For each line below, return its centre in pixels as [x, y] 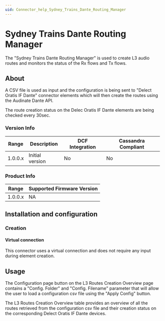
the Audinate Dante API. [29, 100]
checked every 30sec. [28, 115]
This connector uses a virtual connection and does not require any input [78, 251]
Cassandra [132, 141]
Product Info [20, 176]
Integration [83, 147]
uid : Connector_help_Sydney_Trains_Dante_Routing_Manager [66, 10]
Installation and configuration [51, 214]
